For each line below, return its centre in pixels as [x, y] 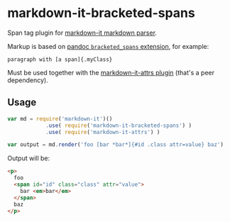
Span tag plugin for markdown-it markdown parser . [82, 33]
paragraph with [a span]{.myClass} [60, 59]
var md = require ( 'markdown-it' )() [60, 118]
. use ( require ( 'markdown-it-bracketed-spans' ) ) [119, 126]
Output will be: [29, 158]
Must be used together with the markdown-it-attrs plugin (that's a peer [111, 72]
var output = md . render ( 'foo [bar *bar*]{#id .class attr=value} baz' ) [115, 145]
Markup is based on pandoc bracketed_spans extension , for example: [108, 46]
